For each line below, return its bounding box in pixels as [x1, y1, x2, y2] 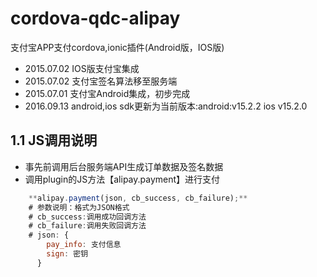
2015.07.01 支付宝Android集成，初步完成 [24, 87, 191, 99]
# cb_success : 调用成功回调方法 [28, 212, 147, 222]
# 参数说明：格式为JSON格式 [28, 202, 130, 212]
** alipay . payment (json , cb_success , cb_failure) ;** [28, 193, 248, 203]
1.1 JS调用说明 [10, 132, 98, 149]
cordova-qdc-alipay [10, 7, 181, 30]
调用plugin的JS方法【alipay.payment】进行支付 [24, 173, 221, 185]
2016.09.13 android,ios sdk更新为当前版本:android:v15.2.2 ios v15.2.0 [24, 100, 308, 112]
